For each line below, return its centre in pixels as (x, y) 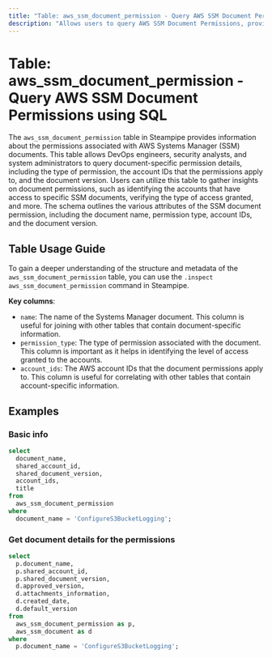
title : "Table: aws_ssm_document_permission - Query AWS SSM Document (130, 16)
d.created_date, (43, 601)
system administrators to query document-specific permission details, (125, 163)
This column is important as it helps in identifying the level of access (134, 351)
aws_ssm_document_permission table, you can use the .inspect (111, 277)
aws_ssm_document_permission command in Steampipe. (99, 286)
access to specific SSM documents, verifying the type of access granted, (131, 197)
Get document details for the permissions (92, 539)
